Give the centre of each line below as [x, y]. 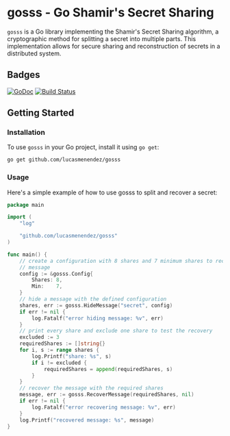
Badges [24, 75]
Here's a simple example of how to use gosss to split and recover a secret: [112, 192]
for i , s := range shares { [59, 350]
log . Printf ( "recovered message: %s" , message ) [87, 420]
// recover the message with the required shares [92, 388]
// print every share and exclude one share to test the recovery [116, 331]
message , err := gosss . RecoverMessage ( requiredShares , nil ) [107, 395]
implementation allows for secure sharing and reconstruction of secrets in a [114, 46]
